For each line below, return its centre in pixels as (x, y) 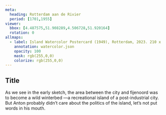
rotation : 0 (22, 33)
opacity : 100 (28, 51)
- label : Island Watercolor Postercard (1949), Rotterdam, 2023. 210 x (85, 42)
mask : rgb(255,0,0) (34, 56)
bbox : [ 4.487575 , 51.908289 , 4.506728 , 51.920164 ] (60, 28)
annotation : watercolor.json (44, 47)
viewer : (13, 24)
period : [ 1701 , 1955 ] (31, 19)
